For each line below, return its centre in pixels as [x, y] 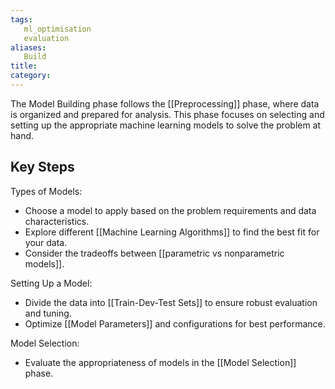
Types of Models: [46, 191]
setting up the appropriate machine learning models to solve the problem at [166, 125]
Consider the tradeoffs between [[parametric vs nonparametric [154, 253]
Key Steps [42, 167]
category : [31, 76]
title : [24, 66]
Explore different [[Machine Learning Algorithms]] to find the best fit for [172, 232]
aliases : [28, 47]
